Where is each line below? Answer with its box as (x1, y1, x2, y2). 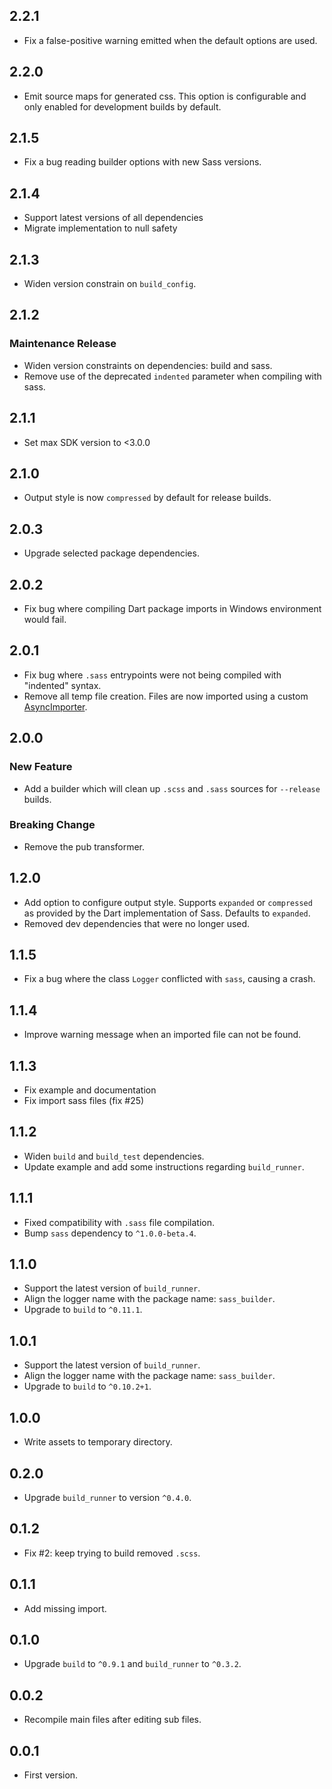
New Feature (9, 760, 73, 774)
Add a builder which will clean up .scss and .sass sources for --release (23, 782, 321, 794)
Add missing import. (23, 1602, 107, 1614)
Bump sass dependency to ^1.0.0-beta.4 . (23, 1227, 197, 1239)
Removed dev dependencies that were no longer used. (23, 917, 251, 929)
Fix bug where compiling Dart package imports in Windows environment (23, 603, 322, 614)
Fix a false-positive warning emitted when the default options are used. (23, 34, 318, 46)
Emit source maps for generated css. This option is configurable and (23, 90, 307, 102)
